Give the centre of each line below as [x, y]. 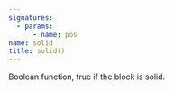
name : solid [31, 43]
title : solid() [37, 51]
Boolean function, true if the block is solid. [87, 77]
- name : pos [55, 34]
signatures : [31, 18]
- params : [35, 26]
